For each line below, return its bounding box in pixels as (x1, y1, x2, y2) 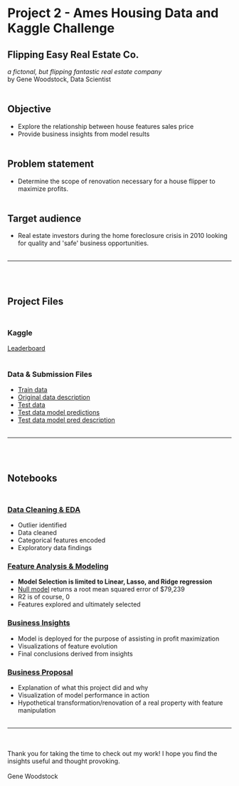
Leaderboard (7, 344, 46, 353)
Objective (7, 103, 52, 115)
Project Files (7, 295, 64, 307)
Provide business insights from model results (17, 130, 150, 138)
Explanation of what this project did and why (17, 683, 149, 692)
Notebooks (7, 472, 58, 484)
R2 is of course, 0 (17, 593, 70, 601)
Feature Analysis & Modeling (7, 562, 109, 572)
